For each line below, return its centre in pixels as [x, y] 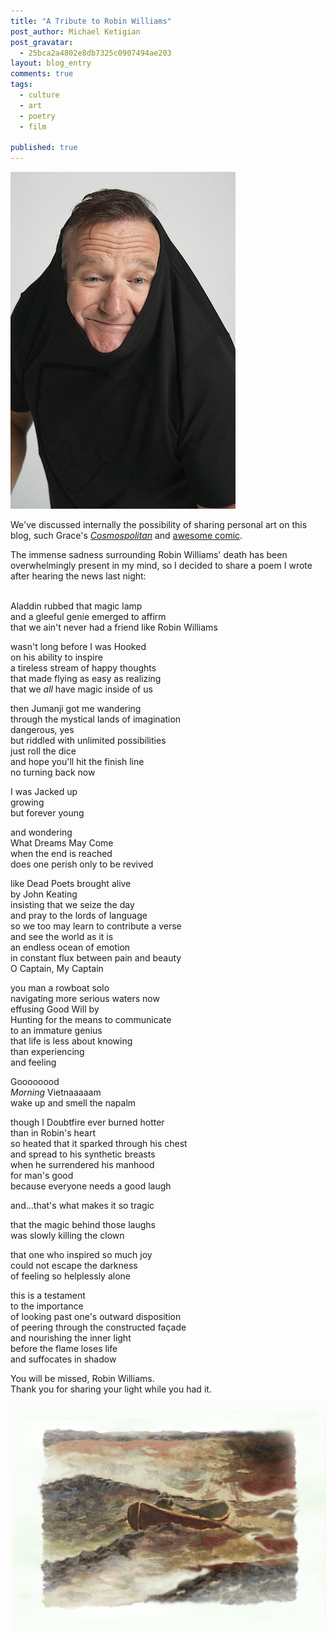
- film [33, 126]
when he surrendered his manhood [82, 1165]
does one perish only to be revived [82, 864]
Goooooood [35, 1082]
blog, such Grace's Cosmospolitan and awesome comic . [126, 536]
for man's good [42, 1176]
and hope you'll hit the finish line [77, 762]
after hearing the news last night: [78, 576]
